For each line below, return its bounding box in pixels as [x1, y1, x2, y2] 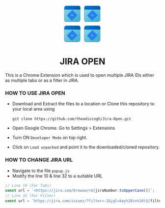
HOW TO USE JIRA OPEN [5, 89, 65, 96]
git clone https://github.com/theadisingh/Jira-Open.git [12, 117, 132, 121]
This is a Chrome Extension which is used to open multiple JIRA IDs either [5, 72, 155, 78]
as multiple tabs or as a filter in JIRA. [5, 77, 80, 83]
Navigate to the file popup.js [12, 168, 70, 174]
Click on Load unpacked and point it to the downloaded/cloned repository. [12, 144, 160, 150]
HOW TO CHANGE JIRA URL [5, 156, 73, 163]
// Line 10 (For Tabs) [5, 183, 52, 188]
